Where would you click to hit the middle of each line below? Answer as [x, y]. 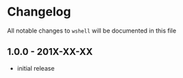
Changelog [39, 12]
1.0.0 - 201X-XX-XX [50, 52]
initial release [36, 68]
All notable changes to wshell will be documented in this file [92, 31]
